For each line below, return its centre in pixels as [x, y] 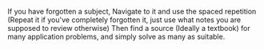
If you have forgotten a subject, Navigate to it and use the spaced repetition [132, 11]
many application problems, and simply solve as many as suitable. [116, 36]
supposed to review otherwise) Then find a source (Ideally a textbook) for [129, 28]
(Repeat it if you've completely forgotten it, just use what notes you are [124, 20]
